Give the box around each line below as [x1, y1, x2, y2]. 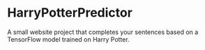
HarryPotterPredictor [7, 5, 132, 21]
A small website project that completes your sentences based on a [7, 28, 199, 36]
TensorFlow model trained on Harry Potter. [7, 35, 130, 43]
